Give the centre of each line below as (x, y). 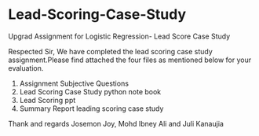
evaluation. (26, 68)
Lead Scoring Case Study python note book (90, 91)
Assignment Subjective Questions (74, 83)
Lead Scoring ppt (47, 100)
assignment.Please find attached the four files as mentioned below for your (130, 60)
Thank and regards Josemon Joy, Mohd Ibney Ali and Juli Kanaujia (116, 123)
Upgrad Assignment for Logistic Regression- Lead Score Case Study (119, 36)
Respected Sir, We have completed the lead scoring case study (111, 51)
